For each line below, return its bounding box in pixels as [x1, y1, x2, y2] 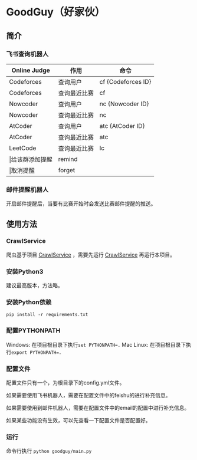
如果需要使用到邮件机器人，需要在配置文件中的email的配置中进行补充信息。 [6, 405, 190, 412]
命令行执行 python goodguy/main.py [6, 448, 92, 455]
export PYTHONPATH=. [11, 349, 62, 356]
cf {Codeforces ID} [99, 77, 152, 86]
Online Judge [11, 66, 50, 74]
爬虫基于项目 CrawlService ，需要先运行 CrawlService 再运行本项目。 [6, 251, 176, 258]
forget [58, 166, 75, 174]
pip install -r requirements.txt [6, 312, 88, 318]
